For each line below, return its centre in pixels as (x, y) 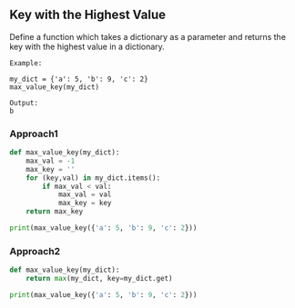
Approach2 (35, 251)
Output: (24, 103)
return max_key (55, 212)
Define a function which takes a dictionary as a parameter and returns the (148, 36)
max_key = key (85, 204)
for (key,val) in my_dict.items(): (93, 178)
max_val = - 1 (51, 161)
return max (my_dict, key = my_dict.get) (99, 279)
